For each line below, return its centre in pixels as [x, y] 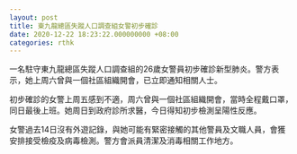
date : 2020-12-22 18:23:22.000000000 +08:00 [94, 34]
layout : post [34, 17]
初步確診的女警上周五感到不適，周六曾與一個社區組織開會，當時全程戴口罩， [151, 99]
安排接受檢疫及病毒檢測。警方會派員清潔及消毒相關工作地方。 [124, 141]
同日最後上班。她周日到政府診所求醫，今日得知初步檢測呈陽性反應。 [135, 111]
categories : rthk [42, 43]
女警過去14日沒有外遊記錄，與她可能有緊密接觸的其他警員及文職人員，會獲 [148, 130]
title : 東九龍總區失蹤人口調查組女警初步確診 [84, 26]
